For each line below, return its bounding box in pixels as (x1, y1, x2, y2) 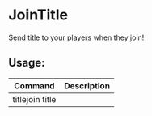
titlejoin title (12, 93, 57, 105)
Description (64, 79, 111, 91)
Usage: (8, 56, 46, 70)
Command (14, 79, 55, 91)
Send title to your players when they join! (8, 32, 145, 42)
